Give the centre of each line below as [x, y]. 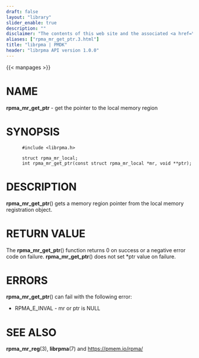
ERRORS [27, 280]
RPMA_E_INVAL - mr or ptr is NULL [57, 308]
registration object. [29, 209]
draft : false [22, 12]
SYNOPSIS [33, 132]
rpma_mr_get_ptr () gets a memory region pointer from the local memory [95, 203]
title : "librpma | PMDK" [37, 45]
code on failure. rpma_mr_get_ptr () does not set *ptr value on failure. [91, 256]
